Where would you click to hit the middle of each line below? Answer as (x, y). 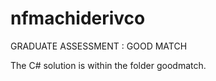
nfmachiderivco (78, 18)
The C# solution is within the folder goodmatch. (108, 65)
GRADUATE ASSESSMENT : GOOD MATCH (99, 46)
